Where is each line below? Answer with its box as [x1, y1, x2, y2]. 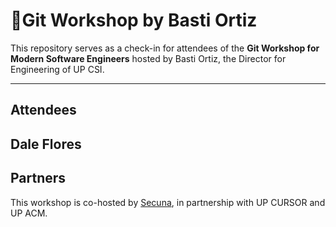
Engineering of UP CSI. [10, 63, 105, 75]
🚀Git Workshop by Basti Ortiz [10, 9, 258, 32]
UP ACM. [10, 207, 48, 219]
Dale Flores [10, 135, 82, 153]
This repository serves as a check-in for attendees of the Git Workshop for [10, 42, 320, 54]
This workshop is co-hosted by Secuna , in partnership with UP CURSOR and [10, 196, 326, 208]
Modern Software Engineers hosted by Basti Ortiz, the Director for [10, 52, 287, 64]
